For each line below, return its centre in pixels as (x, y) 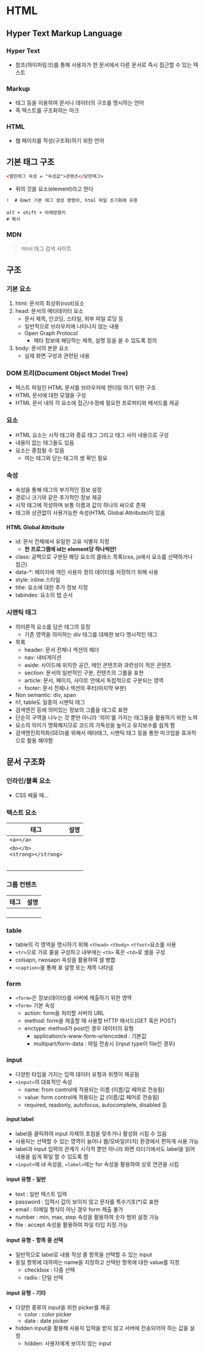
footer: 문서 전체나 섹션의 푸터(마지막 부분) (75, 688)
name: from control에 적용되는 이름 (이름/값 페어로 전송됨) (94, 1089)
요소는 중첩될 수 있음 (40, 450)
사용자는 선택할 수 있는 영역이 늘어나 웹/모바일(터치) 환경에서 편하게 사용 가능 (107, 1141)
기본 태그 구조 (31, 162)
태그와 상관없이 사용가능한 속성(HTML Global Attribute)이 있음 (90, 513)
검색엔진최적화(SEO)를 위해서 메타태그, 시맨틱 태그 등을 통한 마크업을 (97, 733)
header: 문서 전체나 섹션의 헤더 (62, 650)
